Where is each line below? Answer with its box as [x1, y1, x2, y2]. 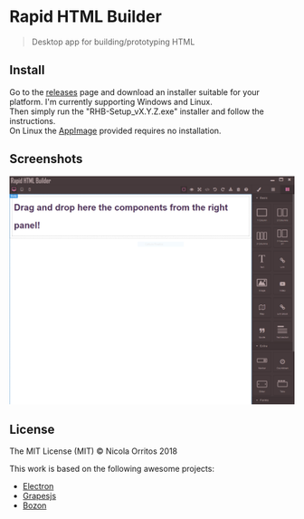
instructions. [9, 115, 56, 126]
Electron [22, 481, 54, 492]
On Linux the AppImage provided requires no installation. [9, 125, 222, 136]
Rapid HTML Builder [9, 6, 163, 27]
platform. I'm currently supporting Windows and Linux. [9, 96, 213, 107]
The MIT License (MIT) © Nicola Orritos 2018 [9, 446, 178, 457]
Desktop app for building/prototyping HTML [31, 36, 195, 47]
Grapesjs [22, 491, 57, 502]
